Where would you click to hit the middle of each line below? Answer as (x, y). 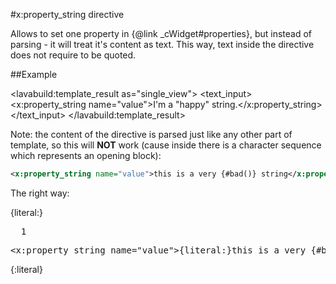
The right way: (40, 193)
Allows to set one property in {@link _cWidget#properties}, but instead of (161, 33)
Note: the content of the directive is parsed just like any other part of (151, 134)
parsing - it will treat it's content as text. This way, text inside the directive (162, 44)
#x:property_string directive (67, 14)
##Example (34, 74)
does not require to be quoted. (73, 55)
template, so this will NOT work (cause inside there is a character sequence (166, 145)
